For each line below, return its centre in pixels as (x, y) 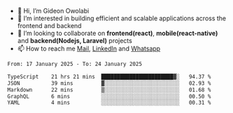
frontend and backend (49, 26)
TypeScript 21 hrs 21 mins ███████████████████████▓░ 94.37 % (109, 77)
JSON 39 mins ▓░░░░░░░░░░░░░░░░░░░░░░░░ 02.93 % (109, 83)
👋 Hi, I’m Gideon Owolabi (53, 11)
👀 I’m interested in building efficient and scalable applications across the (122, 18)
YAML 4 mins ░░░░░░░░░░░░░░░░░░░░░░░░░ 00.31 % (109, 103)
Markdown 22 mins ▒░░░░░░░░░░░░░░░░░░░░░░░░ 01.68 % (109, 90)
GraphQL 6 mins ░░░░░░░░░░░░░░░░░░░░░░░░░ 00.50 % (109, 96)
